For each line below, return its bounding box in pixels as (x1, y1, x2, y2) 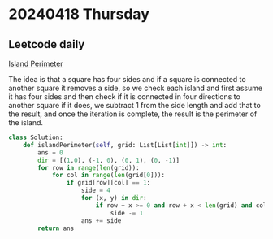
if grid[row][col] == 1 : (66, 179, 151, 187)
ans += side (80, 216, 122, 224)
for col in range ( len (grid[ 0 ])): (51, 172, 165, 180)
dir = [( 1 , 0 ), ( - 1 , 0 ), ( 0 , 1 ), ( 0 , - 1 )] (37, 156, 180, 164)
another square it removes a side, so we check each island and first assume (8, 83, 262, 93)
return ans (37, 224, 75, 232)
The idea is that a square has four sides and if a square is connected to (8, 75, 246, 84)
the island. (8, 118, 43, 127)
